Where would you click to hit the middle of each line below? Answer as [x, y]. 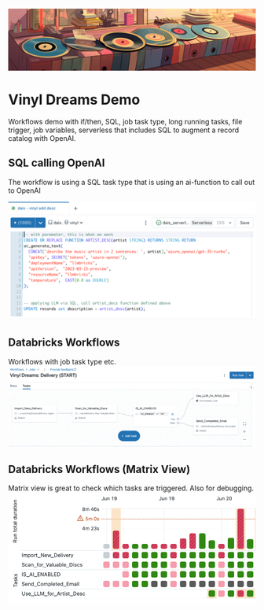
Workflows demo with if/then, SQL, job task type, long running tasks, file [125, 121]
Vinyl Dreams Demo [74, 100]
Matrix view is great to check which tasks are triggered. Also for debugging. [131, 488]
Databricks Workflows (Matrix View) [99, 469]
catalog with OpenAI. [42, 138]
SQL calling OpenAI [57, 163]
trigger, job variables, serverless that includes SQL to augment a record [124, 130]
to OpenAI [24, 190]
